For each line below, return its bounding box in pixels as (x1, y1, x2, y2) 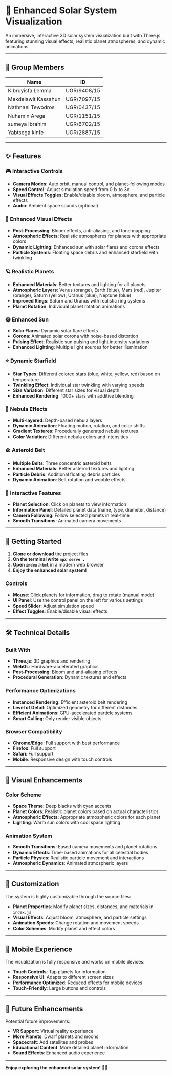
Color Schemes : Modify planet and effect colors (12, 925, 115, 931)
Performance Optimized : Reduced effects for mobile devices (12, 979, 142, 986)
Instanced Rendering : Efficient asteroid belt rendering (12, 699, 128, 705)
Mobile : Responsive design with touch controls (12, 756, 112, 762)
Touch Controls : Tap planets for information (12, 968, 106, 975)
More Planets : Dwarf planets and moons (12, 1033, 99, 1040)
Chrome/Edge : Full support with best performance (12, 740, 120, 746)
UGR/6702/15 (66, 120, 101, 127)
